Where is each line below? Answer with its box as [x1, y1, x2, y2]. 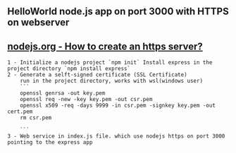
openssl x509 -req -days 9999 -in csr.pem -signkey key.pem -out [20, 102, 216, 109]
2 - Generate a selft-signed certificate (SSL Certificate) [7, 72, 188, 79]
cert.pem [7, 108, 33, 115]
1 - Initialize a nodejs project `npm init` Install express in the [7, 59, 213, 66]
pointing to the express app [7, 139, 93, 146]
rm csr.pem [20, 114, 52, 121]
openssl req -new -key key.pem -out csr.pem [20, 96, 153, 103]
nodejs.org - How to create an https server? [7, 40, 203, 52]
